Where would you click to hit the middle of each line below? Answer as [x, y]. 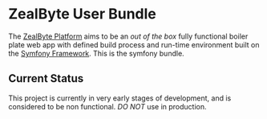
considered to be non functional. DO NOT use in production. [107, 106]
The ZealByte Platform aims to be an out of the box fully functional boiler [128, 36]
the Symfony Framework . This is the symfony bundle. [96, 53]
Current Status [46, 78]
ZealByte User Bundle [82, 14]
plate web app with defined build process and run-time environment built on [134, 44]
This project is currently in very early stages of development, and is [120, 98]
